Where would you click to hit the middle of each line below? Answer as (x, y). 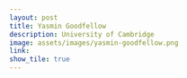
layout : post (34, 17)
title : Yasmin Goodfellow (58, 26)
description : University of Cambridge (82, 34)
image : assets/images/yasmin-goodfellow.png (94, 43)
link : (19, 51)
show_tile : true (40, 59)
